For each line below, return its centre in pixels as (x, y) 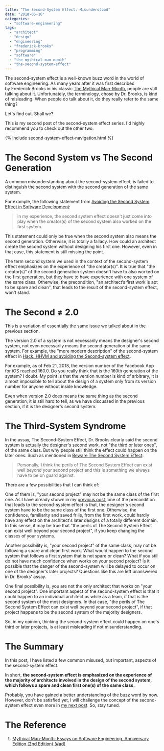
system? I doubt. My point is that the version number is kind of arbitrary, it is (82, 376)
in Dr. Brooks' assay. (26, 577)
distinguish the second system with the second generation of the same (77, 187)
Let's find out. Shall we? (29, 114)
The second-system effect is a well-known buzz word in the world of (75, 78)
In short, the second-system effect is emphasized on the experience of (79, 675)
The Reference (36, 725)
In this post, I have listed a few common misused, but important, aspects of (81, 660)
